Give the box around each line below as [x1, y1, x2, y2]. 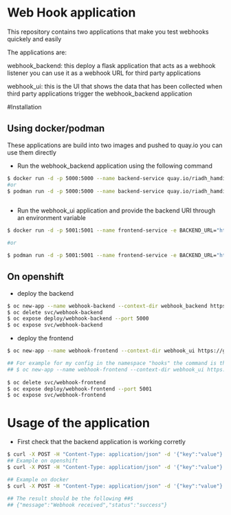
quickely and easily [7, 34, 62, 43]
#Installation [7, 102, 43, 111]
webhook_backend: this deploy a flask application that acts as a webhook [7, 61, 216, 69]
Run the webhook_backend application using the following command [16, 162, 213, 170]
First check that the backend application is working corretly [16, 438, 186, 446]
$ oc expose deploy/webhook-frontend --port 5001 [7, 385, 153, 393]
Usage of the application [7, 415, 150, 430]
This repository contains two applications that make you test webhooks [7, 28, 209, 36]
